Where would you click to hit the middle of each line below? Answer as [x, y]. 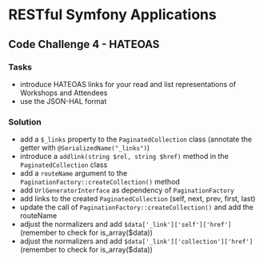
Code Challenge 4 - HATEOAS [84, 44]
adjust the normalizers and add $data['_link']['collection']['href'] [136, 241]
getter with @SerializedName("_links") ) [85, 148]
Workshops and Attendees [64, 93]
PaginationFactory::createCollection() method [100, 182]
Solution [25, 121]
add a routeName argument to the [74, 173]
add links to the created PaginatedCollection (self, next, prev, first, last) [137, 199]
